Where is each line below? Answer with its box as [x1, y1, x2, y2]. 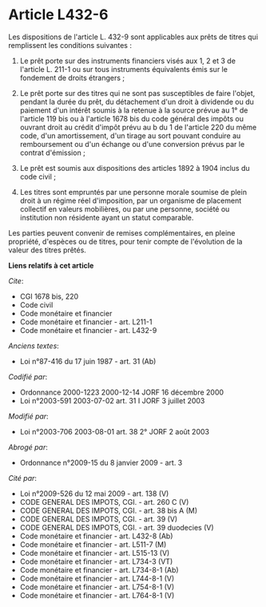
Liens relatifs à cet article [8, 260, 94, 270]
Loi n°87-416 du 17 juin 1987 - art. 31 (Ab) [19, 356, 157, 366]
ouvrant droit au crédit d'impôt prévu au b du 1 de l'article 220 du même [19, 122, 257, 132]
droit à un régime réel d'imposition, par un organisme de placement [19, 196, 242, 205]
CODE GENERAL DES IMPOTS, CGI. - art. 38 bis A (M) [19, 506, 198, 515]
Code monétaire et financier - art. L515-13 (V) [19, 548, 170, 557]
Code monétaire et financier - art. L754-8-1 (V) [19, 581, 175, 592]
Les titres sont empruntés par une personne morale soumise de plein [19, 187, 248, 196]
